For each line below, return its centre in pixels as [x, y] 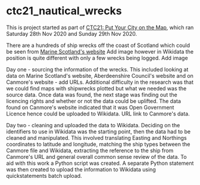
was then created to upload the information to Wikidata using [81, 169]
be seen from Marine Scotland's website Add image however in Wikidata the [100, 51]
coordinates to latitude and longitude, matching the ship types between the [98, 144]
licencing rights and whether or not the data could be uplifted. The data [94, 101]
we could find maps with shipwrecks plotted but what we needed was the [96, 88]
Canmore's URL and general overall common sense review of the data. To [96, 156]
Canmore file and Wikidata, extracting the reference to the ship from [90, 150]
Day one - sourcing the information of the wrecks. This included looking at [97, 69]
